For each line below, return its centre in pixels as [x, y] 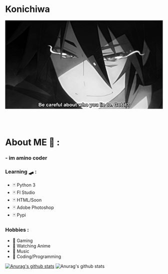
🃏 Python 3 [24, 185]
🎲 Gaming [22, 240]
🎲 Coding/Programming [37, 256]
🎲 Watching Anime [31, 245]
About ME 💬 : [32, 142]
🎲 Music [21, 251]
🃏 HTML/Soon [27, 200]
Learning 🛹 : [21, 172]
